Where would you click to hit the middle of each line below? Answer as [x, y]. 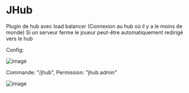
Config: [15, 49]
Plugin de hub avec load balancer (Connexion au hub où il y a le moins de [94, 26]
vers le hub [20, 38]
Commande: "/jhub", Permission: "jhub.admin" [62, 72]
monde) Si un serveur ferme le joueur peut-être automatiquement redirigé [95, 32]
